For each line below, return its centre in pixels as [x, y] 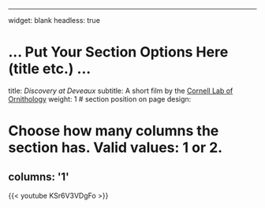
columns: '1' [39, 177]
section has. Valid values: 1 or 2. [116, 148]
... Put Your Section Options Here [118, 52]
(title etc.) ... [50, 69]
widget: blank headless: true [54, 20]
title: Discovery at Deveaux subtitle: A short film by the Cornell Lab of [121, 91]
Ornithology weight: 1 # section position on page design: [100, 98]
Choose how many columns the [114, 131]
